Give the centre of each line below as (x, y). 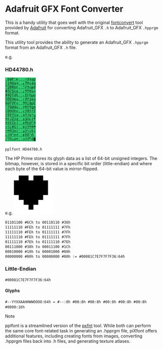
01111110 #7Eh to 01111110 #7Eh (38, 242)
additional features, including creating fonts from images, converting (74, 336)
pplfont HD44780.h (24, 150)
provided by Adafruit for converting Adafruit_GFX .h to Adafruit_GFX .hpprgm (81, 27)
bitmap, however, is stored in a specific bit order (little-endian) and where (79, 164)
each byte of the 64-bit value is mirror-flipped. (52, 169)
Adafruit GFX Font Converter (64, 9)
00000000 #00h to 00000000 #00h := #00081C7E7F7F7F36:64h (65, 257)
